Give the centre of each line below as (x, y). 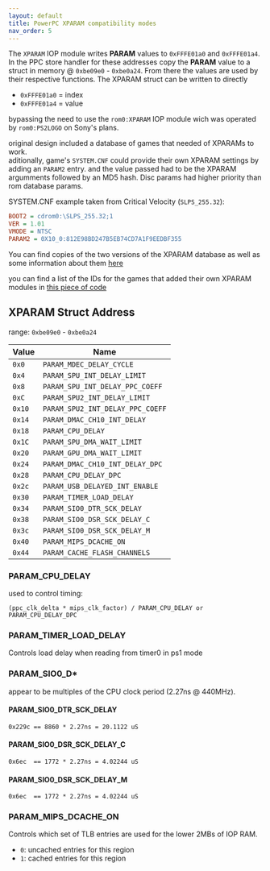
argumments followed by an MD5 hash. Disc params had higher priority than (135, 177)
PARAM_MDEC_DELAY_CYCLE (89, 364)
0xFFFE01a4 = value (52, 104)
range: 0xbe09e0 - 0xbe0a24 (53, 332)
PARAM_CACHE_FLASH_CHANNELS (97, 552)
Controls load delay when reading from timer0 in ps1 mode (106, 653)
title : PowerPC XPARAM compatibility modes (83, 23)
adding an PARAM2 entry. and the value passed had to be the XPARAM (123, 169)
